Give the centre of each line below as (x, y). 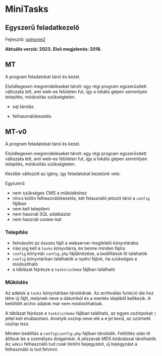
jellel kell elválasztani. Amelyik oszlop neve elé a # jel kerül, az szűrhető (78, 319)
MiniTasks (27, 9)
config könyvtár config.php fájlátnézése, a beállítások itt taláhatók (80, 253)
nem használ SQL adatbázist (41, 214)
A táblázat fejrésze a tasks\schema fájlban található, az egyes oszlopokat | (81, 313)
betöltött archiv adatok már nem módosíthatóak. (54, 304)
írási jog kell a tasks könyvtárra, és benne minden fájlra (69, 248)
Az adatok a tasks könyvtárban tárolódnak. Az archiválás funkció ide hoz (80, 293)
